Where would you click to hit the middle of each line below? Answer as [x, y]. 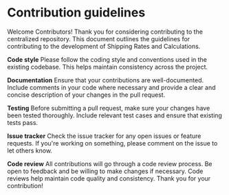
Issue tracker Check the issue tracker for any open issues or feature [104, 136]
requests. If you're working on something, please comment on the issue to [112, 143]
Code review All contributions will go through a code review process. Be [110, 163]
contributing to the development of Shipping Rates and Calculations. [104, 46]
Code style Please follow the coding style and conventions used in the [107, 59]
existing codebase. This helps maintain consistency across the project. [108, 67]
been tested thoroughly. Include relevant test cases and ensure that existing [115, 115]
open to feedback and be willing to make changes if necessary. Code [105, 171]
